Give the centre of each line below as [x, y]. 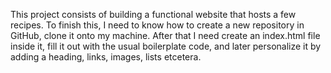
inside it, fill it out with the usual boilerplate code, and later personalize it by [166, 46]
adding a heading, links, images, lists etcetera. [106, 57]
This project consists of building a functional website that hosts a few [153, 14]
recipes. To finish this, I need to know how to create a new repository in [157, 25]
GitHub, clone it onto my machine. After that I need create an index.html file [165, 35]
